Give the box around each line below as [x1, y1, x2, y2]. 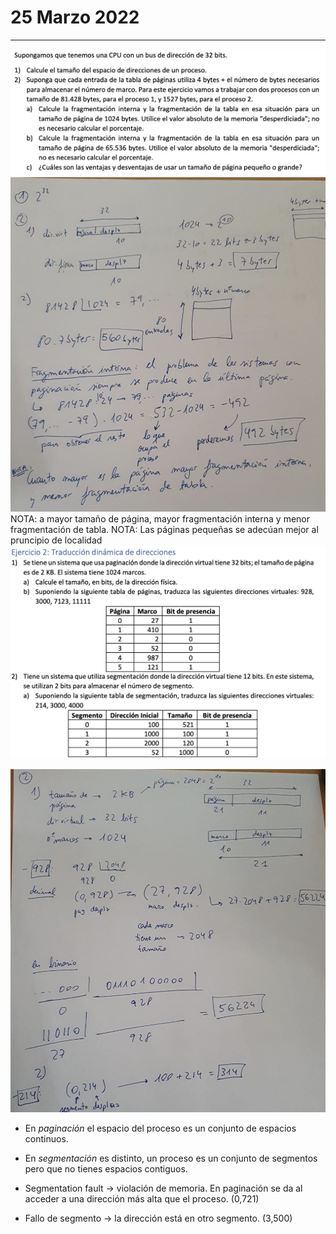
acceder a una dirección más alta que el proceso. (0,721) [24, 1193, 260, 1205]
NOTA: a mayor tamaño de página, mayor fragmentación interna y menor [10, 513, 311, 525]
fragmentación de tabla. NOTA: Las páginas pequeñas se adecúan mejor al [10, 524, 319, 536]
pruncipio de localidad [10, 534, 103, 546]
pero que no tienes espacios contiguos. [24, 1163, 188, 1175]
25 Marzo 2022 [10, 6, 140, 29]
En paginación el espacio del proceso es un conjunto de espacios [24, 1122, 297, 1135]
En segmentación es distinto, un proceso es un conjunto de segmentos [24, 1152, 318, 1165]
